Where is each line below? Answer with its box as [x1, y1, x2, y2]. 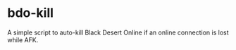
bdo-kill [7, 5, 54, 21]
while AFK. [7, 35, 39, 44]
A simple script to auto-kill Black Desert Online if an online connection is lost [7, 28, 229, 37]
